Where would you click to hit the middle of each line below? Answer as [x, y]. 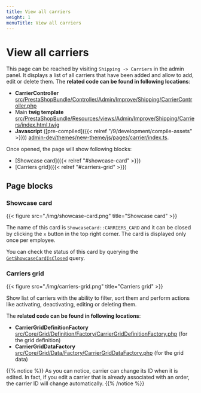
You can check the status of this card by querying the [72, 252]
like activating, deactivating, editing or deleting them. [71, 305]
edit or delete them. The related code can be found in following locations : [98, 82]
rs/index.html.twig [37, 125]
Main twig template [39, 112]
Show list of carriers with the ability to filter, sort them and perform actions [98, 298]
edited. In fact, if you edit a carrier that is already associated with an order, [98, 377]
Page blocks [30, 186]
